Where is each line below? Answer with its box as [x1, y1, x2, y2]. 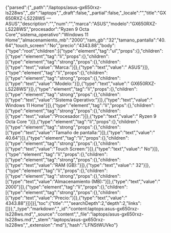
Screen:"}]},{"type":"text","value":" [69, 146, 143, 152]
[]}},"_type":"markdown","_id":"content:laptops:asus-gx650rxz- [5, 206, 139, 211]
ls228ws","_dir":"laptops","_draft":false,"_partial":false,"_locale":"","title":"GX [5, 10, 166, 16]
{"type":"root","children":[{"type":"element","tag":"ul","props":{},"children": [5, 48, 163, 54]
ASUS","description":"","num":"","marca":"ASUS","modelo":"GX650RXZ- [5, 20, 157, 27]
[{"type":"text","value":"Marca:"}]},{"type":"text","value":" [5, 64, 127, 70]
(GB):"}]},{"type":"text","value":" [66, 162, 135, 168]
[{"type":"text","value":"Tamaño [5, 130, 73, 135]
